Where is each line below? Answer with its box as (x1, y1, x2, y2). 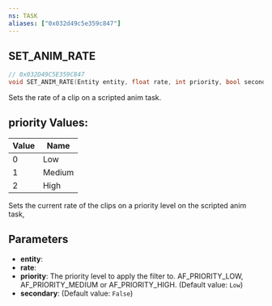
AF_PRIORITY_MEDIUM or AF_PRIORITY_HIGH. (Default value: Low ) (19, 279, 244, 289)
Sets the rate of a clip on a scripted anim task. (8, 93, 162, 103)
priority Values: (8, 116, 89, 130)
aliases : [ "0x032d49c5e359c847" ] (8, 19, 121, 27)
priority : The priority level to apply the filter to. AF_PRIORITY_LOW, (19, 271, 244, 281)
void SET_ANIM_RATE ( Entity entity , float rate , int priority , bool (8, 78, 241, 86)
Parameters (8, 233, 69, 246)
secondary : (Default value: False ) (19, 288, 134, 298)
